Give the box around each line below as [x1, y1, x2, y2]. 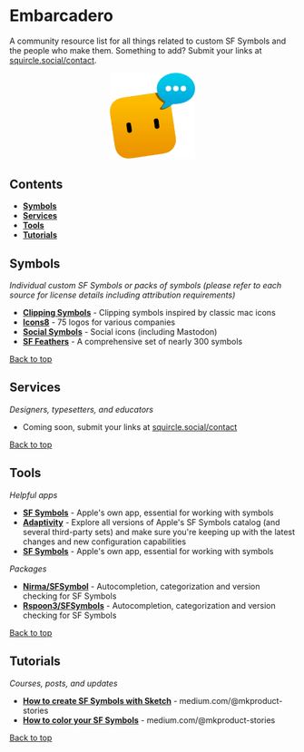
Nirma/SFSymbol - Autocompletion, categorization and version [22, 581, 260, 591]
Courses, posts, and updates [9, 678, 118, 689]
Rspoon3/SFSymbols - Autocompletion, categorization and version [22, 600, 276, 610]
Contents [9, 176, 64, 191]
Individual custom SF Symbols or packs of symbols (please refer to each [9, 280, 282, 291]
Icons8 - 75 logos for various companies [22, 317, 175, 327]
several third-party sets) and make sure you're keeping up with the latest [22, 526, 296, 537]
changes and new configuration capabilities [22, 536, 187, 547]
